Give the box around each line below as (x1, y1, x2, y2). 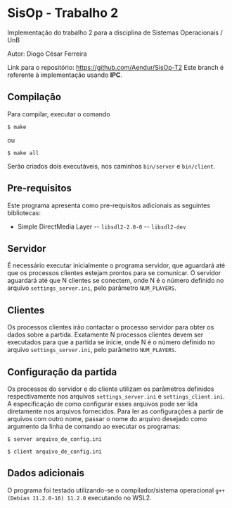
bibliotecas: (7, 208, 41, 217)
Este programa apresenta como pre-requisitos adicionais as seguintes (7, 201, 211, 210)
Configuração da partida (7, 365, 117, 378)
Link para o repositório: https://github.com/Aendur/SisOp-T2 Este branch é (7, 63, 224, 71)
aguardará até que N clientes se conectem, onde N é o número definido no (7, 277, 224, 285)
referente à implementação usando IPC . (7, 71, 123, 79)
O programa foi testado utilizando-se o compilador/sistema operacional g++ (7, 485, 225, 495)
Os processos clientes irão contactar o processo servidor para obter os (7, 323, 214, 332)
